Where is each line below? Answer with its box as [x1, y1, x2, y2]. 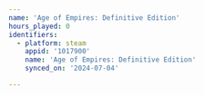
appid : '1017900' [25, 47, 91, 56]
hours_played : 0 [8, 22, 70, 31]
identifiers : [8, 30, 58, 39]
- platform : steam [16, 38, 87, 48]
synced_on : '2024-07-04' [25, 64, 119, 73]
